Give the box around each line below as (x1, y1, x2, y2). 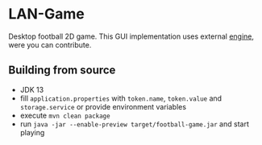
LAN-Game (8, 5, 85, 23)
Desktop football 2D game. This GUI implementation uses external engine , (8, 31, 255, 41)
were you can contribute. (8, 39, 92, 49)
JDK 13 (19, 85, 44, 94)
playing (19, 127, 45, 137)
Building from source (8, 64, 116, 77)
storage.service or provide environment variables (19, 101, 187, 111)
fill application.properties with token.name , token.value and (19, 93, 222, 103)
